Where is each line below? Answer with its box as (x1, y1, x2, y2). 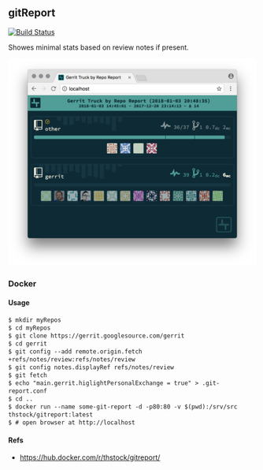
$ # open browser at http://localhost (8, 419, 135, 427)
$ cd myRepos (8, 324, 51, 332)
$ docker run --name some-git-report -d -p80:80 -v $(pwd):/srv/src (8, 403, 238, 411)
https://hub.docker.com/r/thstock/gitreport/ (19, 453, 161, 462)
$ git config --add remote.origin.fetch (8, 348, 143, 356)
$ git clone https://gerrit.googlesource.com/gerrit (8, 332, 185, 340)
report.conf (8, 387, 47, 395)
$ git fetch (8, 371, 47, 379)
